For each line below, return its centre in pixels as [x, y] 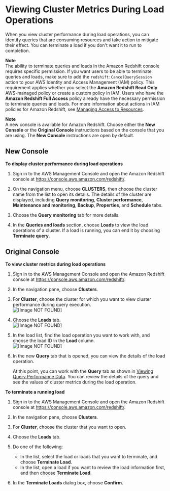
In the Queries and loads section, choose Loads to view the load [80, 225]
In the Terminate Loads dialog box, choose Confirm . [68, 482]
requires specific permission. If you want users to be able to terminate [78, 71]
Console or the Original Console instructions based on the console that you [85, 130]
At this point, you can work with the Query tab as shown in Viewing [83, 371]
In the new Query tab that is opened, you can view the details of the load [89, 356]
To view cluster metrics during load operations [56, 264]
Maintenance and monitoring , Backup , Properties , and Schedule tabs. [88, 205]
